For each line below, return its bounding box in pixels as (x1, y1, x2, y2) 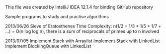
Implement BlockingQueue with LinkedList (5, 43, 91, 49)
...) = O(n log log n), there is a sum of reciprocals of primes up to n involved (5, 28, 160, 34)
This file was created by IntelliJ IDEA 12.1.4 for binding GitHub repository (5, 4, 153, 10)
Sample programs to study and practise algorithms (5, 14, 109, 19)
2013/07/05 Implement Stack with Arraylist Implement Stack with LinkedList (5, 38, 160, 44)
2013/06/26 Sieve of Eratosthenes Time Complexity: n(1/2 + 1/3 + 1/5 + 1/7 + (5, 23, 162, 29)
